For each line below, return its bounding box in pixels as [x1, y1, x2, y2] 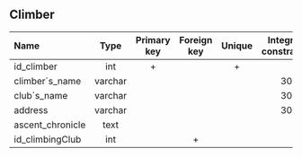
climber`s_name [13, 74, 82, 87]
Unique [221, 39, 253, 52]
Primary [135, 33, 171, 46]
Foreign [179, 33, 213, 46]
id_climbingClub [13, 133, 82, 145]
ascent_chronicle [13, 118, 86, 131]
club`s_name [13, 89, 68, 101]
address [13, 103, 49, 116]
